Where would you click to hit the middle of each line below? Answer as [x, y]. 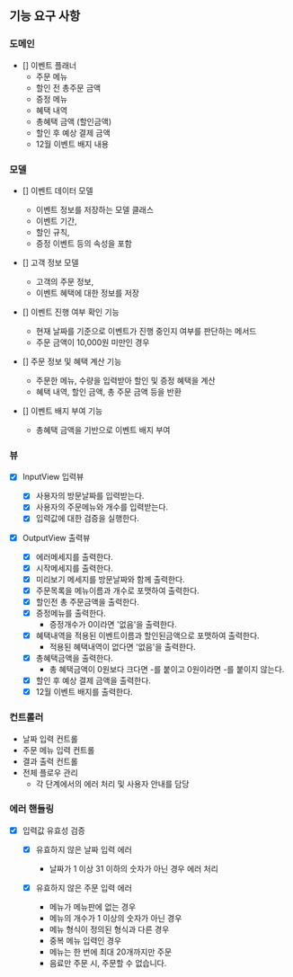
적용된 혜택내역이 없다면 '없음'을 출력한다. [122, 647]
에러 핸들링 [32, 809]
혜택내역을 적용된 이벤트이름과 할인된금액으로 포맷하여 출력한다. [147, 635]
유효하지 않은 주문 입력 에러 [84, 887]
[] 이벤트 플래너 [49, 65]
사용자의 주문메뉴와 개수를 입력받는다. [102, 507]
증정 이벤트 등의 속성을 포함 [84, 243]
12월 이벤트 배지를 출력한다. [84, 692]
